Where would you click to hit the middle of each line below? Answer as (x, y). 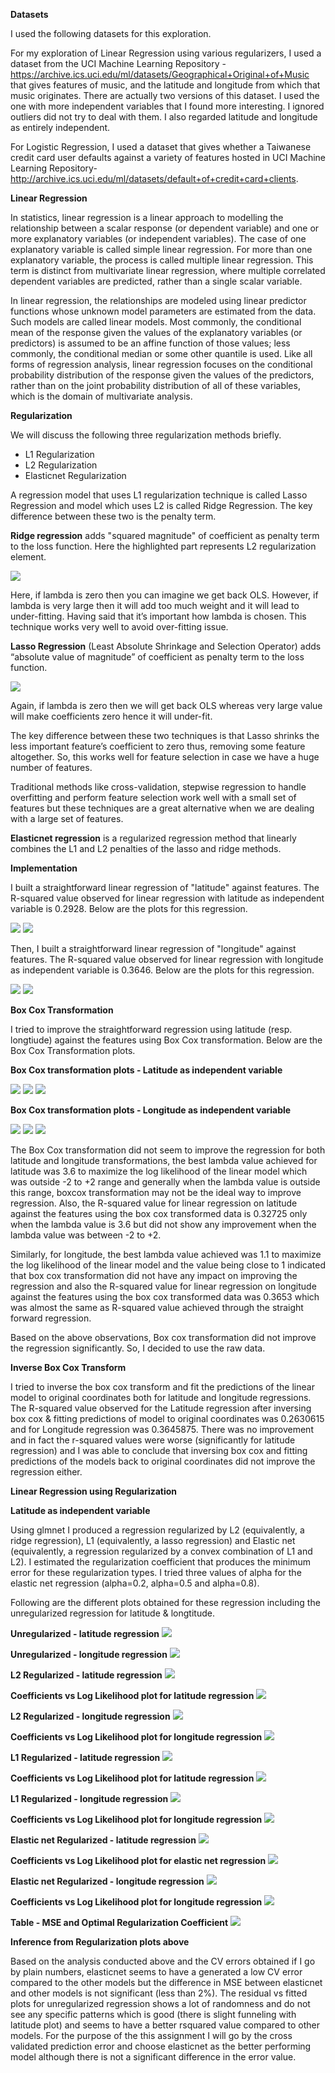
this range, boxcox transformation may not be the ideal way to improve (156, 1192)
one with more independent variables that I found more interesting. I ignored (167, 106)
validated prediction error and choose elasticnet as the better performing (161, 2046)
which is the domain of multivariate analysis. (101, 396)
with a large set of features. (67, 818)
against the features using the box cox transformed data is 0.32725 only (159, 1213)
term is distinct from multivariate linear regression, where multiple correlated (168, 270)
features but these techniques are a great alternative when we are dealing (162, 808)
